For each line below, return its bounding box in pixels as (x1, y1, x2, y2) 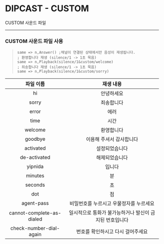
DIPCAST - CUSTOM (5, 3, 89, 14)
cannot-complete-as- (9, 210, 61, 217)
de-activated (20, 154, 50, 161)
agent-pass (21, 200, 49, 207)
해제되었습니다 (96, 155, 128, 161)
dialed (28, 216, 42, 222)
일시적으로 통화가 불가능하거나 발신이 (69, 209, 150, 216)
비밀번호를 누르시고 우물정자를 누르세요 (69, 200, 155, 207)
